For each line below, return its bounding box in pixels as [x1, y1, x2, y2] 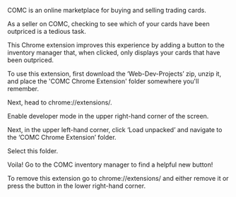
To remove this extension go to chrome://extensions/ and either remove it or [7, 174, 229, 182]
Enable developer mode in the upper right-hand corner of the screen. [7, 112, 209, 120]
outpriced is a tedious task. [7, 28, 86, 35]
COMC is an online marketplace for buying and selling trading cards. [7, 6, 206, 14]
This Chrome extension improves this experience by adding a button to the [7, 41, 225, 49]
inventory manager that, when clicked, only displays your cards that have [7, 49, 220, 56]
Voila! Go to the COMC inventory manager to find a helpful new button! [7, 160, 213, 169]
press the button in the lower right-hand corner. [7, 181, 146, 190]
